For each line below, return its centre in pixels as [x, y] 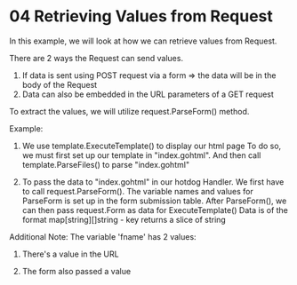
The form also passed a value [76, 271]
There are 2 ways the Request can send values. [96, 58]
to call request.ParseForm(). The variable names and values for [137, 191]
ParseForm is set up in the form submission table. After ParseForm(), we [154, 201]
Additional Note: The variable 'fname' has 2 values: [103, 236]
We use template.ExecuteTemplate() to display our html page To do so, [152, 146]
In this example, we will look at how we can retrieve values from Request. [143, 41]
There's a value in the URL [70, 254]
